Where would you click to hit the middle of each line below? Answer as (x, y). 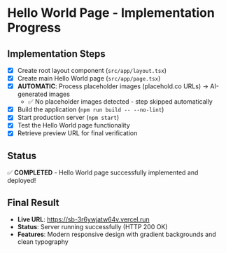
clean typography (43, 242)
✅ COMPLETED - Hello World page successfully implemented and (103, 172)
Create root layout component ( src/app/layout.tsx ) (92, 70)
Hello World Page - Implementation (111, 13)
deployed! (22, 181)
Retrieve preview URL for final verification (77, 133)
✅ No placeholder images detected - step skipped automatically (120, 102)
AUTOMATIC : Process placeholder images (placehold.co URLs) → (113, 86)
